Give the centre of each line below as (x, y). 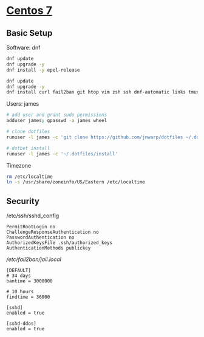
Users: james (23, 104)
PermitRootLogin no (31, 227)
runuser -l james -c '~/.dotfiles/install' (62, 154)
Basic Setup (29, 33)
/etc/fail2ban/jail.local (34, 259)
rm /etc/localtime (29, 177)
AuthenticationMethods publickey (49, 248)
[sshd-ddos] (21, 324)
